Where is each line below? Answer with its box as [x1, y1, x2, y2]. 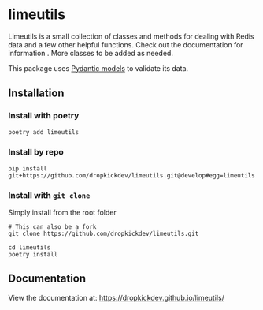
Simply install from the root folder [8, 207, 117, 218]
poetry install [8, 251, 58, 259]
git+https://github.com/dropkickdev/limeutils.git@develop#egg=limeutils [8, 171, 256, 179]
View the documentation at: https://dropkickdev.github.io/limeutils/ [8, 293, 224, 302]
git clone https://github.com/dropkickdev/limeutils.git [8, 230, 199, 238]
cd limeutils [8, 244, 51, 252]
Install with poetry [8, 110, 80, 121]
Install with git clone [8, 189, 91, 200]
